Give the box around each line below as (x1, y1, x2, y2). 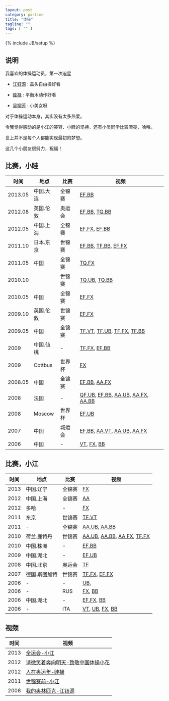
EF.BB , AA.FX (79, 378, 112, 385)
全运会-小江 (26, 649, 54, 657)
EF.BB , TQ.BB (79, 208, 112, 215)
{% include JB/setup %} (5, 40, 55, 46)
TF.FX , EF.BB (79, 344, 111, 352)
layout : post (5, 7, 33, 13)
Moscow (33, 410, 54, 417)
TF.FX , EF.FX (82, 570, 113, 577)
